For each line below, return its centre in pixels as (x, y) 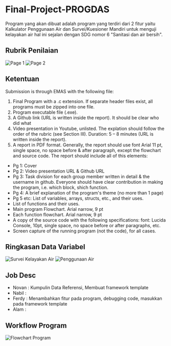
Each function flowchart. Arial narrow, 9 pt (57, 214)
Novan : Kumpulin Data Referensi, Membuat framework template (80, 288)
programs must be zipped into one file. (54, 106)
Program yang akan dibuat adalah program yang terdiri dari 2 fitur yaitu (80, 24)
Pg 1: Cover (25, 165)
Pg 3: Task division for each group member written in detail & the (81, 176)
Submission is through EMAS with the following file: (60, 91)
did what (22, 123)
